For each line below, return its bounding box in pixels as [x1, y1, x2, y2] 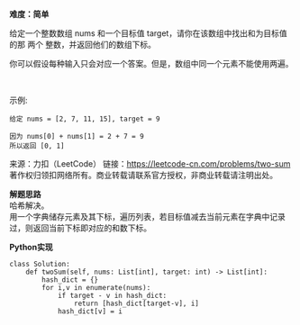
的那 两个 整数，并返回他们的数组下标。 [9, 40, 156, 50]
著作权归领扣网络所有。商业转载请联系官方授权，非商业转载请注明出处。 [9, 170, 277, 180]
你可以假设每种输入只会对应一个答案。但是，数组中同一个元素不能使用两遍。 [9, 59, 294, 68]
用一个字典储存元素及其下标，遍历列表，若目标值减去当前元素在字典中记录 [9, 212, 286, 221]
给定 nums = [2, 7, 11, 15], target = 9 [9, 114, 160, 123]
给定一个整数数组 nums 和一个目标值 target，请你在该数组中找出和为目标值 [9, 28, 287, 39]
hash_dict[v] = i [57, 307, 123, 316]
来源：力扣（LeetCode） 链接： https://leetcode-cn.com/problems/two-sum [9, 158, 291, 169]
